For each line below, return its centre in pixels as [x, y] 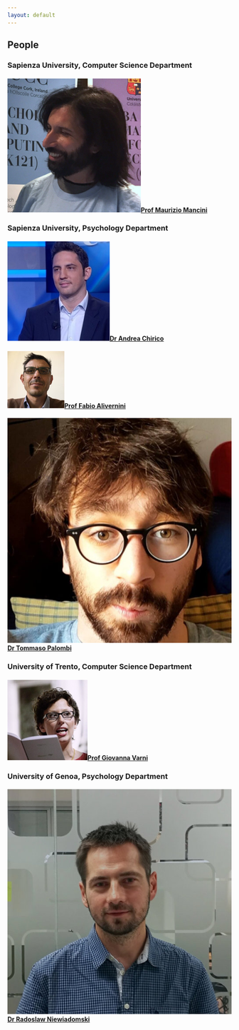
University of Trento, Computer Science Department [100, 667]
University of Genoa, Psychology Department [88, 776]
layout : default [31, 15]
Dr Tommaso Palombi [40, 648]
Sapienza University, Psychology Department [88, 228]
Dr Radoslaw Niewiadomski [49, 1019]
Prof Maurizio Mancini [174, 210]
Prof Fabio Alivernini [95, 405]
